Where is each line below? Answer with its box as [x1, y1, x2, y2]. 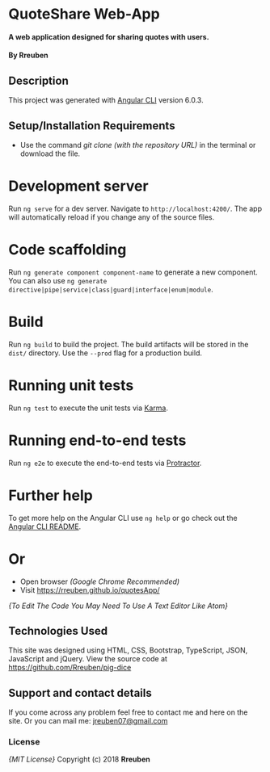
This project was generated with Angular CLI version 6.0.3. [8, 95, 204, 105]
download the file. [19, 149, 81, 158]
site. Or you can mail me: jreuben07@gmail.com [8, 716, 168, 726]
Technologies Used [8, 623, 108, 638]
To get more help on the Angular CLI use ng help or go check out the [8, 513, 238, 522]
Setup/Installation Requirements [8, 119, 175, 132]
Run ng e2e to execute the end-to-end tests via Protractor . [8, 458, 202, 468]
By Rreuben [8, 50, 49, 61]
